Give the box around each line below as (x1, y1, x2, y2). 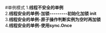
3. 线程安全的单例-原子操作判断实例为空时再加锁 (5, 17, 101, 22)
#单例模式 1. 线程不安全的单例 (5, 5, 64, 10)
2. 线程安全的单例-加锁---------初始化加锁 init (5, 11, 97, 16)
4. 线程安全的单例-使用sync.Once (5, 22, 72, 28)
